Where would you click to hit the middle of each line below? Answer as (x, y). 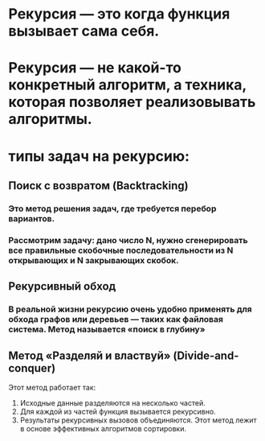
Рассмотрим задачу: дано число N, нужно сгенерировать (128, 240)
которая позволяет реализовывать (132, 102)
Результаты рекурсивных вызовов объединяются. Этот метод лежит (138, 420)
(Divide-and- (206, 355)
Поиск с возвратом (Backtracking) (98, 185)
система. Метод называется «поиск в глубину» (107, 329)
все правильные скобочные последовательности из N (121, 250)
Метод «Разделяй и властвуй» (90, 355)
